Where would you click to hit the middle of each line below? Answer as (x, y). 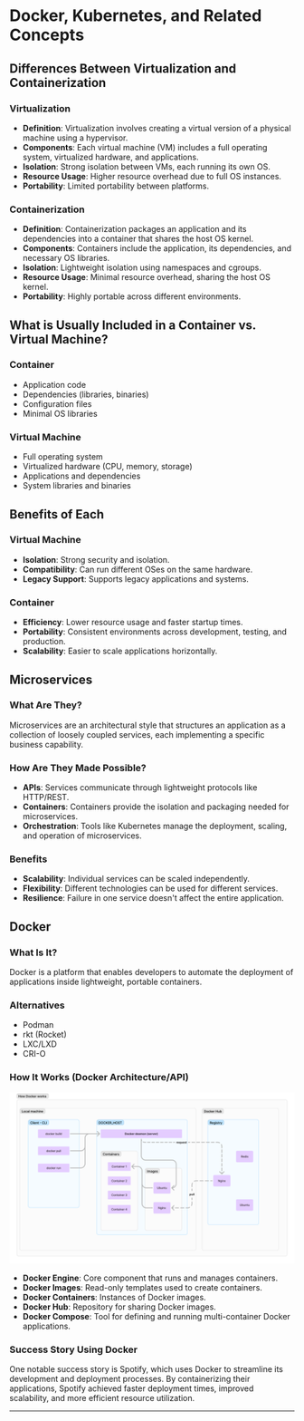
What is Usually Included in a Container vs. (133, 325)
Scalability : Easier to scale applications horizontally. (120, 651)
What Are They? (46, 705)
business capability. (47, 744)
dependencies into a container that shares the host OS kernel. (138, 239)
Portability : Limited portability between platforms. (116, 186)
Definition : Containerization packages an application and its (134, 229)
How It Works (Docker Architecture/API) (99, 1078)
